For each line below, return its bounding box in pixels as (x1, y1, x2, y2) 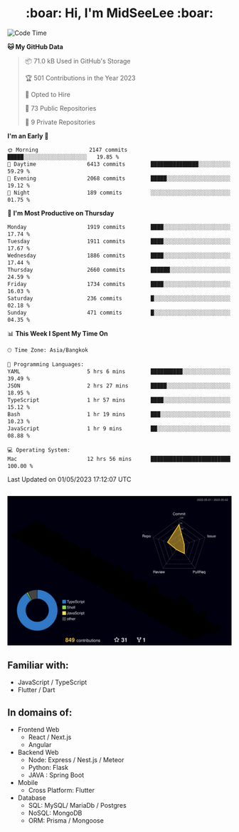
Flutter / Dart (17, 686, 55, 694)
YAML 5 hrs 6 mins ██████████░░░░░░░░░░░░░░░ (7, 367, 231, 375)
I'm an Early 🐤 (7, 131, 49, 140)
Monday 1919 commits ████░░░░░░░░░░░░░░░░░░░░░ (7, 223, 231, 230)
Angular (28, 741, 52, 749)
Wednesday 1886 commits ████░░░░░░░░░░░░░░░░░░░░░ (7, 252, 231, 259)
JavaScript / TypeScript (17, 678, 87, 686)
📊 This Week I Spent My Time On (7, 329, 108, 338)
